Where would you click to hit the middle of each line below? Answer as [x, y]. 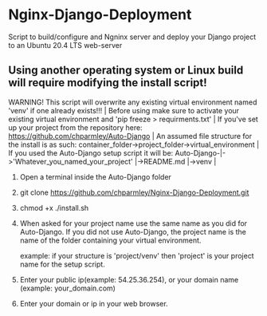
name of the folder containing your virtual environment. [110, 240]
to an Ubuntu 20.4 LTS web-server [65, 45]
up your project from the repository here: [75, 127]
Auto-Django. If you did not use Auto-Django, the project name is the [133, 231]
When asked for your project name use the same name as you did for [133, 223]
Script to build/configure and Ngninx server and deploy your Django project [132, 37]
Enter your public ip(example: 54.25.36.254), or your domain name [129, 279]
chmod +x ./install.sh [54, 207]
